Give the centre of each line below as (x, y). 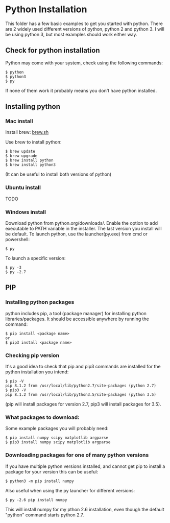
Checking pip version (32, 355)
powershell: (17, 240)
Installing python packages (40, 302)
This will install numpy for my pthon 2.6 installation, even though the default (85, 509)
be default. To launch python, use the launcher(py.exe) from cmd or (77, 234)
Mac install (19, 121)
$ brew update (20, 152)
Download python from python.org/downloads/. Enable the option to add (82, 223)
